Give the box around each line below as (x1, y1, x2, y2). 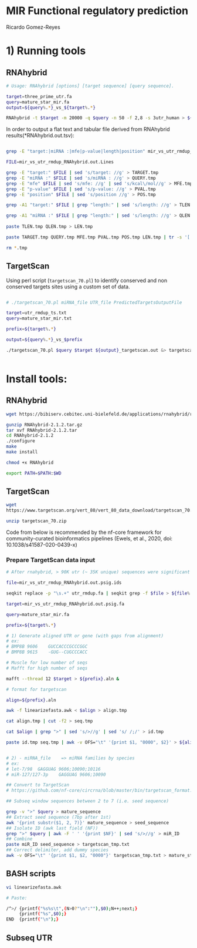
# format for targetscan (6, 686, 67, 692)
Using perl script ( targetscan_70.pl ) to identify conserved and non (6, 277, 168, 284)
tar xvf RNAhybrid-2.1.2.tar (6, 427, 77, 433)
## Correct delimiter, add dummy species (6, 847, 109, 853)
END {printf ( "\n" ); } (6, 916, 59, 923)
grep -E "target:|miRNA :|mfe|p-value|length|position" (6, 149, 145, 154)
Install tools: (6, 372, 67, 385)
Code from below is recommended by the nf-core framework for (6, 529, 162, 536)
